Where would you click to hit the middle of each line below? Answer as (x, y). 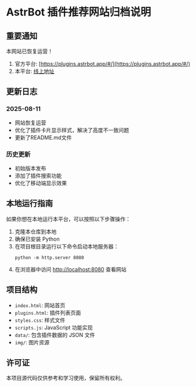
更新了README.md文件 (43, 137)
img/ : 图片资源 (32, 342)
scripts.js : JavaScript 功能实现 (54, 327)
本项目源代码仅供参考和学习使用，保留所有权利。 (66, 378)
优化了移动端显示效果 (41, 183)
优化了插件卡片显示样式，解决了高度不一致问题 (72, 130)
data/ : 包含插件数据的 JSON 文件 (55, 335)
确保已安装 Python (37, 239)
